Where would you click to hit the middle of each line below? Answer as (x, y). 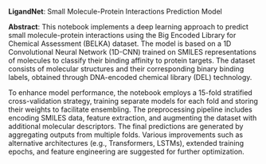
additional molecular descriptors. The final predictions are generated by (126, 126)
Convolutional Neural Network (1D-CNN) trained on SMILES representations (133, 52)
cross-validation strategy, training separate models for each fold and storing (133, 101)
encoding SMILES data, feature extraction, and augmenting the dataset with (133, 118)
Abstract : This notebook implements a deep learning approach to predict (129, 27)
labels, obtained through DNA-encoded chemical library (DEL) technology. (130, 77)
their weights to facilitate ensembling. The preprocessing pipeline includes (130, 109)
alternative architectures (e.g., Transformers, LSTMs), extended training (126, 143)
